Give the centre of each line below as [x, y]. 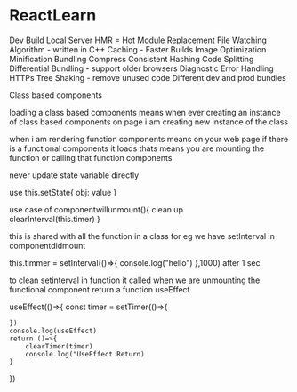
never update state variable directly [74, 175]
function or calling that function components [91, 157]
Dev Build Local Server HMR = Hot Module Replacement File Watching [138, 40]
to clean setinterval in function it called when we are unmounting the [135, 280]
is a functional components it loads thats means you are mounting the [137, 148]
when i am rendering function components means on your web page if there [149, 139]
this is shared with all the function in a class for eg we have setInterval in [142, 236]
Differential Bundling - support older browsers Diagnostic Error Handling [141, 68]
